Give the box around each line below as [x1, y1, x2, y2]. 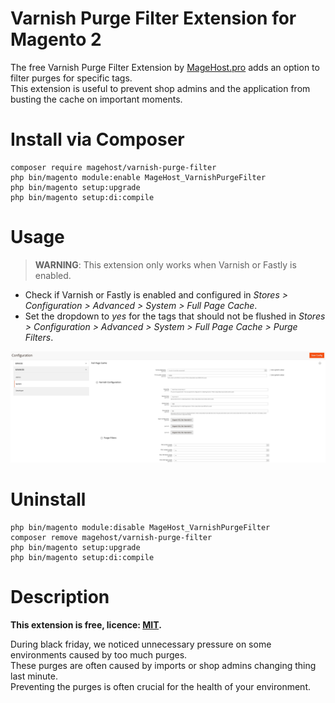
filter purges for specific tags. [10, 72, 133, 84]
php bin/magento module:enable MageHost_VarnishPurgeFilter [10, 172, 267, 182]
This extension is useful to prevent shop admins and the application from [10, 82, 311, 94]
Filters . [24, 331, 54, 343]
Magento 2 [10, 28, 102, 51]
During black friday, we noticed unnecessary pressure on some [10, 638, 272, 650]
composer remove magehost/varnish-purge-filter [10, 532, 213, 542]
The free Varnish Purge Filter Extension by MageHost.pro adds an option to [10, 61, 320, 73]
